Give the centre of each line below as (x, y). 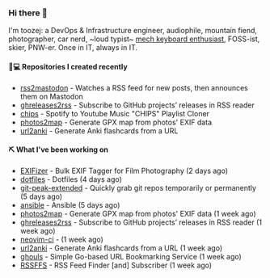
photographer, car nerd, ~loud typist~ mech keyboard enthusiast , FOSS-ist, (134, 39)
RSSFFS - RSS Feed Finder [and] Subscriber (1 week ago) (116, 265)
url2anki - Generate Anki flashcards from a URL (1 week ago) (121, 248)
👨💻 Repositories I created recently (68, 66)
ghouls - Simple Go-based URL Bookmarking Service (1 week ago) (131, 256)
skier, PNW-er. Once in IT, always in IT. (73, 48)
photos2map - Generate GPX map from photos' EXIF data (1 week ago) (138, 213)
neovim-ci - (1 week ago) (61, 239)
